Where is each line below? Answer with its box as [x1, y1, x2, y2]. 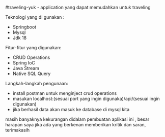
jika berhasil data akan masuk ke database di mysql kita [12, 107, 130, 112]
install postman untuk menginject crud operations [12, 90, 117, 96]
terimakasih [5, 127, 30, 133]
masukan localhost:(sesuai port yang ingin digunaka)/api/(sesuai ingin [12, 96, 160, 101]
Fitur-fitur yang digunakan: [5, 45, 62, 50]
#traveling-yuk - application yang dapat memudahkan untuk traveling [5, 5, 151, 10]
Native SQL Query [12, 71, 51, 77]
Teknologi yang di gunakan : [5, 14, 65, 20]
